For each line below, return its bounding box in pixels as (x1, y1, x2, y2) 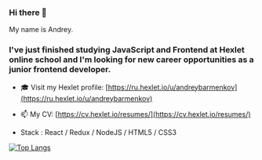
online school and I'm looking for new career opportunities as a (9, 54, 254, 65)
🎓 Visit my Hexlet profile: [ (20, 82, 108, 92)
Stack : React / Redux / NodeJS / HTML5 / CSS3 (20, 127, 177, 136)
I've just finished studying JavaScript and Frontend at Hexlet (9, 45, 246, 56)
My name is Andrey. (9, 25, 74, 35)
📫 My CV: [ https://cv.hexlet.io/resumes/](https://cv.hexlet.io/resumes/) (20, 109, 251, 118)
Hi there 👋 (9, 7, 48, 18)
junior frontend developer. (9, 64, 111, 75)
